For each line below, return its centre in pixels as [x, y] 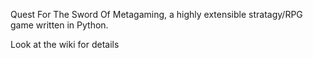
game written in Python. [59, 25]
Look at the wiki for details [65, 44]
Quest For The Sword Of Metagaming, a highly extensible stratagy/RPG [156, 14]
